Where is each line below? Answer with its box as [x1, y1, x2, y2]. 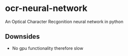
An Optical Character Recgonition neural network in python [5, 19, 124, 24]
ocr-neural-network [5, 3, 88, 14]
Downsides [5, 33, 40, 41]
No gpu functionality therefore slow [12, 45, 84, 51]
